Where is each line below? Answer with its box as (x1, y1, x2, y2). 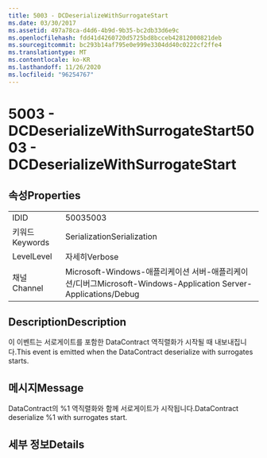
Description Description (8, 315, 127, 329)
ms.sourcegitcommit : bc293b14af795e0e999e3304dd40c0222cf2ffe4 (8, 41, 222, 49)
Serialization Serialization (64, 231, 157, 242)
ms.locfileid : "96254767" (8, 71, 94, 79)
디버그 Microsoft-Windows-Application (75, 278, 221, 289)
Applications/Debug (64, 288, 140, 299)
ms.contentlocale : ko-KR (8, 56, 91, 64)
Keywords (12, 237, 50, 248)
